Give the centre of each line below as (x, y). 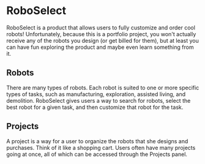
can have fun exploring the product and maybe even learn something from (100, 47)
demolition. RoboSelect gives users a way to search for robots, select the (99, 100)
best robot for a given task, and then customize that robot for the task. (95, 107)
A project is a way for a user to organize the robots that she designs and (97, 141)
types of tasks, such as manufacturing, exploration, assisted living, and (96, 94)
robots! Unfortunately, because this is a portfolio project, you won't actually (101, 34)
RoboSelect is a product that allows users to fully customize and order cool (101, 28)
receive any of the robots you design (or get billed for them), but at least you (102, 40)
